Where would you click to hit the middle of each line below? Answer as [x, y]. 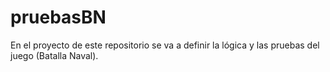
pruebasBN [58, 17]
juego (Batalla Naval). [54, 55]
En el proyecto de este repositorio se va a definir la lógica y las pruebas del [165, 45]
